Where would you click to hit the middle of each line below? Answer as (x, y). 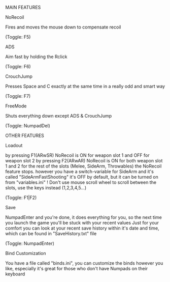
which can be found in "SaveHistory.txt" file (51, 233)
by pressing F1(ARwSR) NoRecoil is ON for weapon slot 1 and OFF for (77, 155)
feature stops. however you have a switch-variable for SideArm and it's (79, 172)
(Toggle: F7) (18, 96)
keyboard (15, 274)
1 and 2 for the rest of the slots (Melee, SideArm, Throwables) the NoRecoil (83, 166)
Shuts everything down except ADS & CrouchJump (59, 116)
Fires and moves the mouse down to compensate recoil (63, 27)
